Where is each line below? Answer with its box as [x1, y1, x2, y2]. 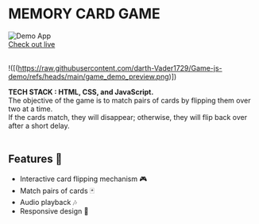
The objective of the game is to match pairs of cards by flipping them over [8, 95, 251, 105]
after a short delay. [8, 121, 70, 130]
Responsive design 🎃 [19, 206, 89, 215]
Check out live [8, 39, 56, 48]
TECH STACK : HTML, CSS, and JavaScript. [8, 87, 154, 96]
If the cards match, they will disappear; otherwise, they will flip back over [8, 112, 248, 122]
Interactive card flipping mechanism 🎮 [19, 174, 148, 183]
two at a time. [8, 104, 53, 114]
